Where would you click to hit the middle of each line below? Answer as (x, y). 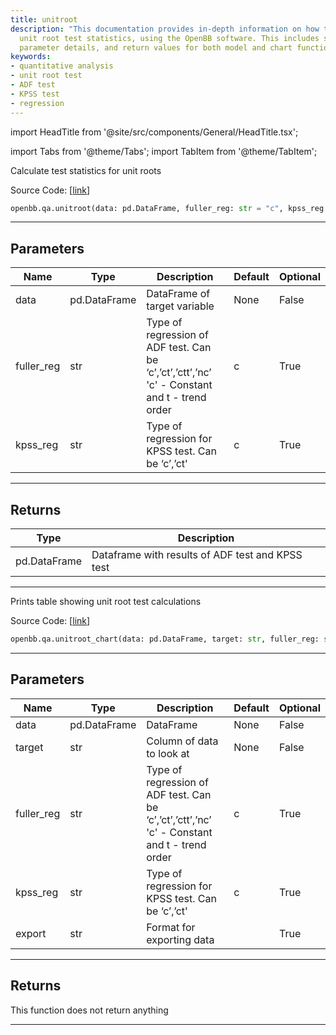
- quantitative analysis (62, 66)
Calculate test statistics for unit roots (86, 170)
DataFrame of (178, 294)
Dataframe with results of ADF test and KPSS (197, 554)
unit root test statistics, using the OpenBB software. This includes (169, 38)
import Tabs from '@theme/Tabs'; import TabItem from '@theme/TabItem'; (164, 151)
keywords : (31, 57)
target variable (180, 306)
